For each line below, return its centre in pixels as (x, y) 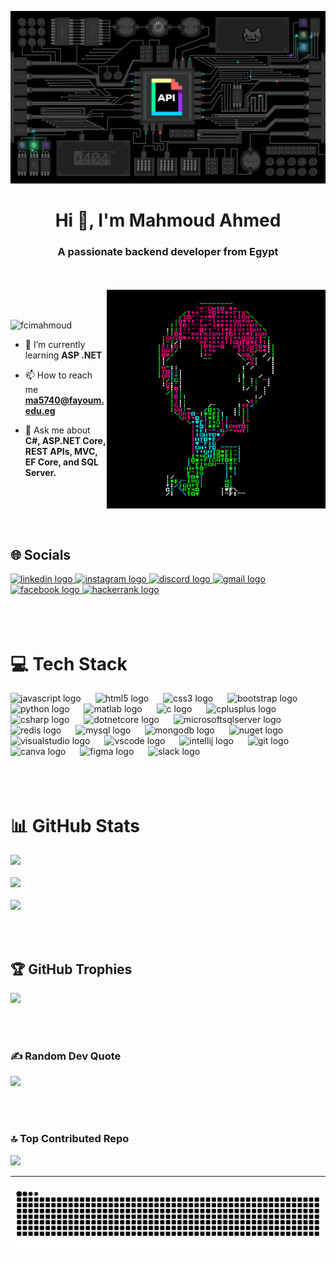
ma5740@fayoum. (64, 400)
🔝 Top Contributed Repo (70, 1139)
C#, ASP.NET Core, (65, 440)
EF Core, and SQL (61, 462)
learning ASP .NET (63, 355)
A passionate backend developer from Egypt (168, 252)
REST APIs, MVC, (61, 451)
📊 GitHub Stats (75, 825)
